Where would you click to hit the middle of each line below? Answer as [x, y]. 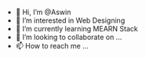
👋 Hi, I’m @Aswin [43, 12]
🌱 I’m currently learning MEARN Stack [77, 29]
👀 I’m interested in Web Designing [70, 20]
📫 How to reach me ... [52, 46]
